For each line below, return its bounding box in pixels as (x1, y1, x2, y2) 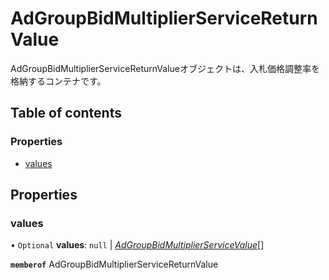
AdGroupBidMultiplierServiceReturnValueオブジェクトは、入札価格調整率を (10, 62, 320, 74)
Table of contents (10, 105, 122, 122)
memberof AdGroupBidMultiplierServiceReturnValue (10, 258, 219, 271)
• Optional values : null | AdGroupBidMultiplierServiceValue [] (10, 239, 265, 251)
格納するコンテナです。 (10, 75, 107, 87)
